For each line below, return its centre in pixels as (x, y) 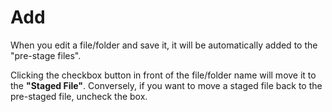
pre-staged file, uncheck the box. (79, 96)
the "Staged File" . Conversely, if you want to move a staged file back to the (166, 85)
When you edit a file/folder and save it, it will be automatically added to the (164, 45)
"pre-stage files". (46, 55)
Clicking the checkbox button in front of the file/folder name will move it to (163, 75)
